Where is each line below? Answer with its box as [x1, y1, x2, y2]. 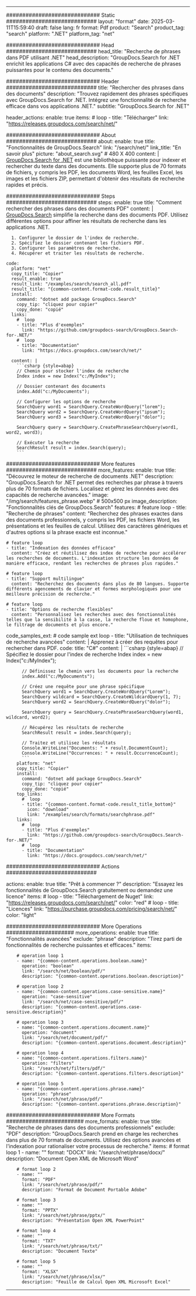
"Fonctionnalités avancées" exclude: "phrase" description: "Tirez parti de [6, 936, 183, 942]
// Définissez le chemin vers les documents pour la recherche [21, 668, 179, 674]
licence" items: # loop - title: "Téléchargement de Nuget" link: [6, 893, 154, 900]
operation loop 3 [21, 1019, 64, 1025]
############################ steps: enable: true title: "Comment [6, 199, 182, 205]
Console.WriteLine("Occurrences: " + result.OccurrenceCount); [21, 750, 179, 756]
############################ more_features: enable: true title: [6, 466, 176, 473]
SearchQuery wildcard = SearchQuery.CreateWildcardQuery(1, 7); [21, 694, 181, 700]
